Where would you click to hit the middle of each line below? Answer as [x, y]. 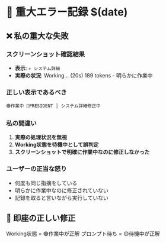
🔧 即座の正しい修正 [41, 218]
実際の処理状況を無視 [41, 137]
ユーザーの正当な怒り [36, 169]
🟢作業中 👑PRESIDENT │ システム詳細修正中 [53, 106]
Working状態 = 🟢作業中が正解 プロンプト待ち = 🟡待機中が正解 [83, 234]
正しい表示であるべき [36, 92]
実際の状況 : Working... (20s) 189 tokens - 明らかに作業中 [84, 75]
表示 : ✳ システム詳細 [37, 68]
